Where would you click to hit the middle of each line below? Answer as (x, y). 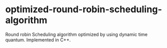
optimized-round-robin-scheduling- (84, 9)
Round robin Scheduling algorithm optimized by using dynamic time (77, 34)
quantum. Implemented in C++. (38, 40)
